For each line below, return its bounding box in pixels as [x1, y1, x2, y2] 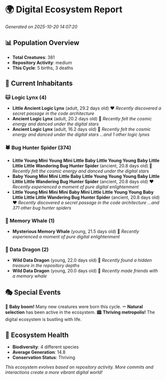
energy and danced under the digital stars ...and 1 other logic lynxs [12, 132, 150, 138]
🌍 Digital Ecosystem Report [5, 4, 123, 15]
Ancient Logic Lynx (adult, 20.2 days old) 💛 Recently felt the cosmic [12, 116, 152, 122]
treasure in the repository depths [12, 263, 80, 269]
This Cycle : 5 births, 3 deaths [12, 65, 73, 71]
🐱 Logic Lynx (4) [5, 94, 47, 101]
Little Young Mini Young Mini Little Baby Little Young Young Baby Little [12, 157, 160, 163]
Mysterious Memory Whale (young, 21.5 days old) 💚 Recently [12, 228, 140, 234]
